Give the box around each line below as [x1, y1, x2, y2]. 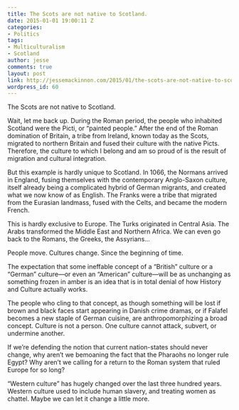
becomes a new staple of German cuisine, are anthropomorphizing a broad [7, 314, 228, 322]
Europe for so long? [7, 366, 65, 374]
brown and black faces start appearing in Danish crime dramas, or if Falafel [7, 307, 228, 315]
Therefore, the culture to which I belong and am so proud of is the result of [7, 147, 226, 155]
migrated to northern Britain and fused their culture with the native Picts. [7, 140, 220, 148]
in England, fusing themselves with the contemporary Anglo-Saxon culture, [7, 176, 228, 184]
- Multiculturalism [7, 43, 65, 51]
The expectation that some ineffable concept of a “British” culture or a [7, 263, 213, 271]
